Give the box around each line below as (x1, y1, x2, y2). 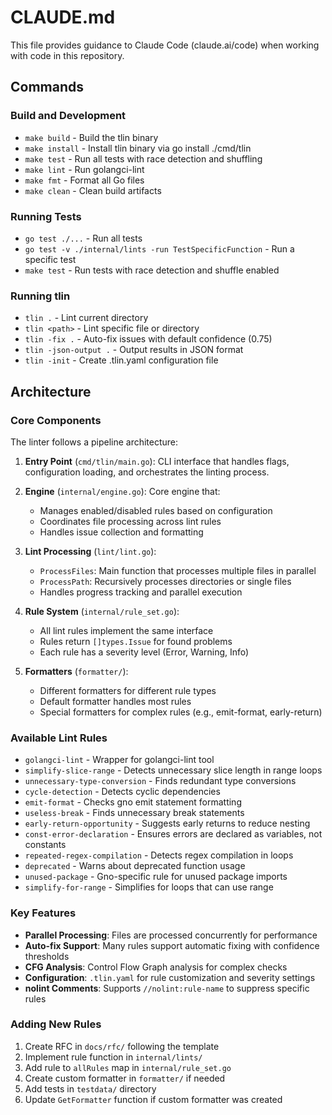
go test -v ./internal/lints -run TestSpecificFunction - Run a (24, 242, 295, 255)
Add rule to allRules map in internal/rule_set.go (24, 1061, 232, 1073)
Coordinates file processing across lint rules (39, 515, 222, 527)
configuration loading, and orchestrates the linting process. (24, 466, 270, 478)
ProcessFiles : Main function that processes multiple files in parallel (39, 564, 317, 576)
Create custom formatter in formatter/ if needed (24, 1072, 226, 1084)
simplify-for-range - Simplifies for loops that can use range (24, 881, 274, 893)
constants (24, 839, 67, 851)
